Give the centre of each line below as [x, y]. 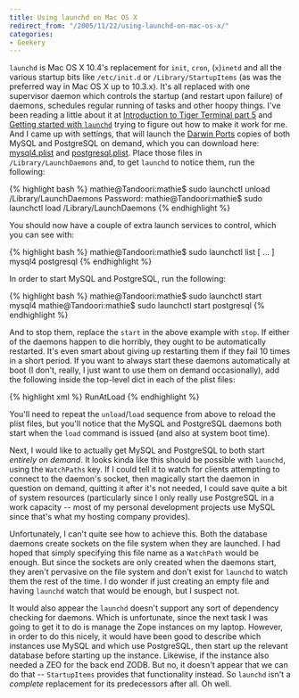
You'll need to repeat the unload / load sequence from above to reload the [143, 415]
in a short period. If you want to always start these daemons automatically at [149, 361]
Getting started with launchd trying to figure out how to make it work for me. [149, 125]
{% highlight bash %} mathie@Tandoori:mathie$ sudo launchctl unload [140, 189]
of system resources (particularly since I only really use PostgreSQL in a [142, 498]
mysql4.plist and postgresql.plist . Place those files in [106, 153]
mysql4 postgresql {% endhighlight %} [81, 262]
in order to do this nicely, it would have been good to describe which [135, 636]
